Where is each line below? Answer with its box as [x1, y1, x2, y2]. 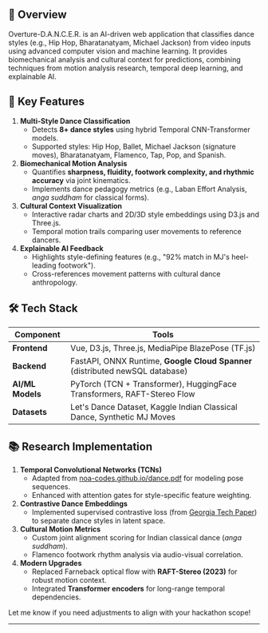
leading [31, 261, 57, 270]
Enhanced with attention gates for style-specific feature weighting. [31, 491, 252, 500]
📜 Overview [8, 8, 67, 22]
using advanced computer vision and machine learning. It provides [8, 46, 227, 56]
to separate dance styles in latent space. [31, 516, 166, 526]
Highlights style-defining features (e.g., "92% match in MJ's [31, 252, 230, 261]
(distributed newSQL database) [70, 365, 188, 376]
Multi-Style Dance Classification [19, 116, 131, 125]
